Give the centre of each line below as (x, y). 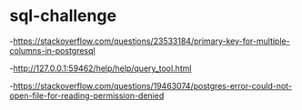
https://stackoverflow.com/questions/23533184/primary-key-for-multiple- (151, 41)
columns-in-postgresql (52, 50)
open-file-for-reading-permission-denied (87, 95)
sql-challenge (63, 16)
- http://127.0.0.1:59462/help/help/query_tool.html (101, 68)
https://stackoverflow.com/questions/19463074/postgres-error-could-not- (153, 85)
